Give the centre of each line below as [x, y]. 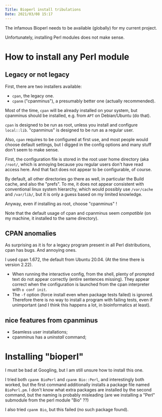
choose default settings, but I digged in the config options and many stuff [78, 144]
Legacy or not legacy [37, 75]
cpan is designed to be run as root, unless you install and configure [71, 125]
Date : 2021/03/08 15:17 [29, 14]
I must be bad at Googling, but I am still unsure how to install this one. [74, 370]
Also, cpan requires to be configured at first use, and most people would [77, 139]
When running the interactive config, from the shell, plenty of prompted [83, 274]
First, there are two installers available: [44, 86]
